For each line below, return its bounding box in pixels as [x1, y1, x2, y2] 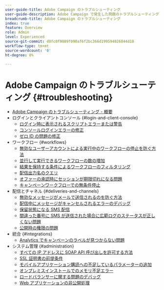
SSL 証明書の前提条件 [19, 255, 63, 262]
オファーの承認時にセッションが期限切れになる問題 [19, 176, 123, 182]
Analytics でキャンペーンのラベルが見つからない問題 [19, 237, 125, 243]
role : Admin [5, 30, 29, 35]
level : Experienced [5, 35, 45, 40]
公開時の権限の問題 [19, 225, 59, 231]
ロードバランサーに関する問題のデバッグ [19, 274, 101, 280]
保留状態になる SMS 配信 [19, 206, 70, 213]
